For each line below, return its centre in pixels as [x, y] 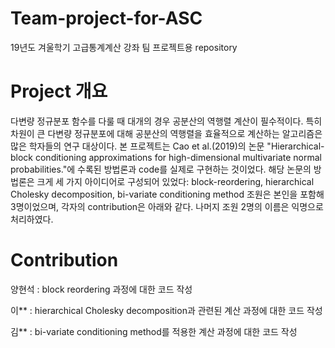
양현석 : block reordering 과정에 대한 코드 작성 [101, 289]
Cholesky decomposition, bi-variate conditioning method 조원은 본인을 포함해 [167, 194]
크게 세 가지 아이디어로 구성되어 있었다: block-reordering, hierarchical [175, 181]
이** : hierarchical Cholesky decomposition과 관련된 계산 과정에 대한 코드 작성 [166, 310]
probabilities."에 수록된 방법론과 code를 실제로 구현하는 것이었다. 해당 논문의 [161, 169]
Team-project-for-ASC [106, 18]
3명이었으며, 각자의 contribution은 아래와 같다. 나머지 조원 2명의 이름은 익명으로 [167, 206]
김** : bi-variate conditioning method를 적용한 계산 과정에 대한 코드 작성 [154, 331]
